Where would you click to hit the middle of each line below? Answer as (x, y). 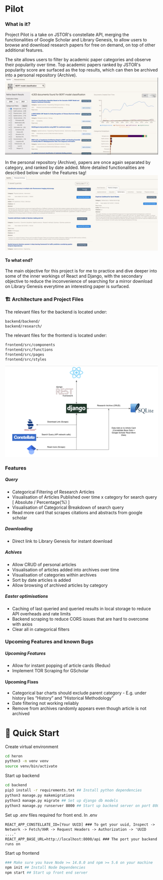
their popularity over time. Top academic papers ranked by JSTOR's (73, 65)
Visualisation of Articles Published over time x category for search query (84, 497)
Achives (14, 552)
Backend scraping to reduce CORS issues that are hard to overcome (80, 619)
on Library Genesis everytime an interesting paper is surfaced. (67, 287)
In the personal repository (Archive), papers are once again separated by (78, 162)
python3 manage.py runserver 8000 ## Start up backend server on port (78, 806)
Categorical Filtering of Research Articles (53, 492)
